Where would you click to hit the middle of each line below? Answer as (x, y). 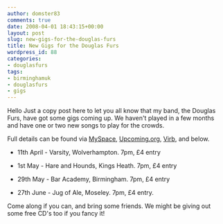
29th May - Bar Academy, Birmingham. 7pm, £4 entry (93, 179)
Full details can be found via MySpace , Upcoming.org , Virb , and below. (108, 139)
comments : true (29, 20)
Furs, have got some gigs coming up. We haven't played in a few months (111, 118)
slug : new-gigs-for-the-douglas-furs (62, 40)
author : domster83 (34, 14)
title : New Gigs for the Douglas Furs (63, 46)
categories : (24, 59)
